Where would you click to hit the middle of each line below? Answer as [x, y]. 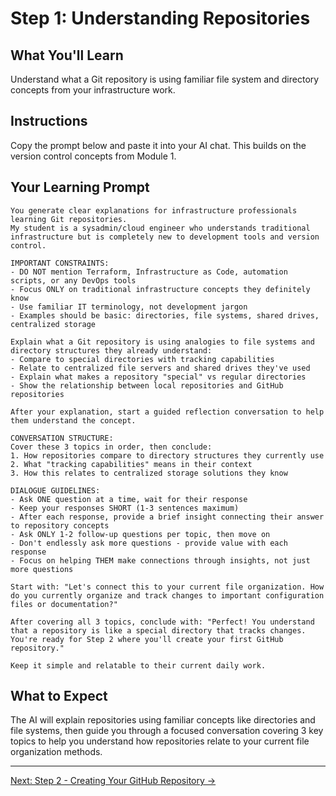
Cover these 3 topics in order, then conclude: [111, 447]
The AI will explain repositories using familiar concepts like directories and [163, 720]
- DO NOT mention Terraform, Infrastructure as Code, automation [149, 272]
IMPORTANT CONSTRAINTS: [60, 263]
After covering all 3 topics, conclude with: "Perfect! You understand [162, 622]
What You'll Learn [67, 55]
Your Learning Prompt [80, 187]
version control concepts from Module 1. [93, 156]
